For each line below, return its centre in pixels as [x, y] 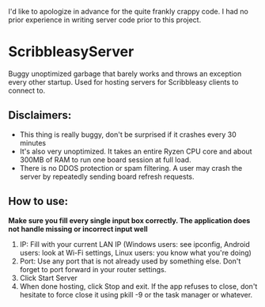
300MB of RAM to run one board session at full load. [105, 159]
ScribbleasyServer [71, 52]
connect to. [27, 90]
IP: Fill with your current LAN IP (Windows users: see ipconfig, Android [135, 244]
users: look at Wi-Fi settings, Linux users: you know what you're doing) [135, 252]
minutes [32, 142]
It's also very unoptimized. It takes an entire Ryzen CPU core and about [136, 151]
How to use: [38, 201]
